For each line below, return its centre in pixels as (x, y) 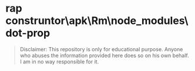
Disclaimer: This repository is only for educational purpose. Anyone (101, 49)
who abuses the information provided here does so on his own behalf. (104, 55)
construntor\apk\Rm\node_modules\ (97, 21)
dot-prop (28, 33)
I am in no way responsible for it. (59, 61)
